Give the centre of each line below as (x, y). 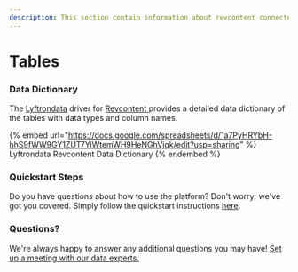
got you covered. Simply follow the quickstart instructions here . (125, 206)
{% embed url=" (39, 135)
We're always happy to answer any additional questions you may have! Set (145, 248)
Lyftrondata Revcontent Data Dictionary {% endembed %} (115, 154)
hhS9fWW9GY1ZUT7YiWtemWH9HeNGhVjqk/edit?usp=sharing (125, 145)
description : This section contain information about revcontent (132, 17)
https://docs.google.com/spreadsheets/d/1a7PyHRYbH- (170, 135)
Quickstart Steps (47, 177)
